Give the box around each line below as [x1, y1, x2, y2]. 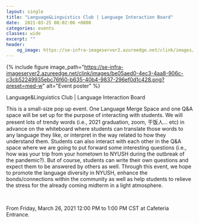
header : [6, 42, 25, 48]
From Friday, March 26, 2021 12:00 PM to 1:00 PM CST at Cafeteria [6, 205, 169, 212]
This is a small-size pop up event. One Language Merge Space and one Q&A [6, 105, 193, 112]
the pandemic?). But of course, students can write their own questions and [6, 156, 188, 163]
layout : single [6, 8, 44, 15]
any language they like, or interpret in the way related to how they [6, 131, 166, 138]
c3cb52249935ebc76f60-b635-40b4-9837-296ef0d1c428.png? [6, 76, 165, 83]
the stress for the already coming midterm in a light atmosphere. [6, 182, 163, 189]
